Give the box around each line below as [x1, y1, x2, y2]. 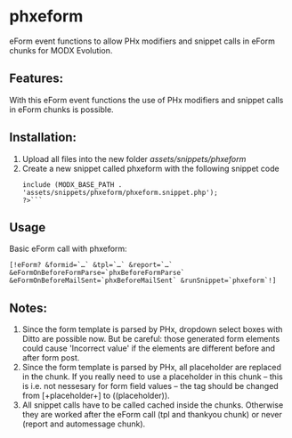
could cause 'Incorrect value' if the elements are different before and [21, 343, 276, 353]
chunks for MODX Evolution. [9, 45, 113, 55]
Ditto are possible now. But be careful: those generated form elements [21, 334, 280, 345]
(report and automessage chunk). [21, 418, 146, 429]
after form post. [21, 353, 80, 363]
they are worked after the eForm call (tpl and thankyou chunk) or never [21, 410, 282, 420]
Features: [9, 71, 64, 86]
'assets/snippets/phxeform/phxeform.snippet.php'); [21, 188, 218, 197]
